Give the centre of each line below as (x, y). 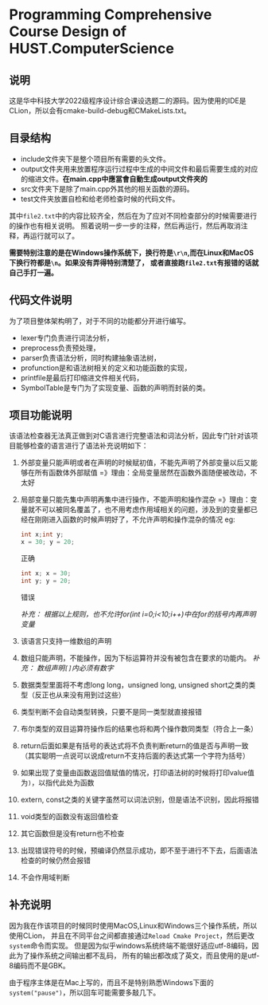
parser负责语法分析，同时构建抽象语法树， (91, 357)
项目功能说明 (41, 415)
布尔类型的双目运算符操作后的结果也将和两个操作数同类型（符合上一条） (139, 728)
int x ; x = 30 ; (46, 573)
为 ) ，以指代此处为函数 (57, 782)
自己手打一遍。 (33, 272)
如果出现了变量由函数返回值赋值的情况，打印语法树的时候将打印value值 (138, 772)
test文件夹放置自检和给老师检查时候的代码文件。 (100, 199)
